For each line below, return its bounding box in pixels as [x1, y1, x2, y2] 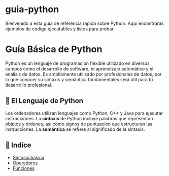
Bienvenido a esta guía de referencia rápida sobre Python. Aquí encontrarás [5, 20, 164, 26]
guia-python [5, 4, 59, 15]
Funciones [12, 165, 35, 171]
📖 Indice [5, 141, 31, 150]
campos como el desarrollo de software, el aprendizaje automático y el [5, 65, 154, 72]
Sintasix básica [12, 154, 45, 160]
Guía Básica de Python [5, 44, 103, 55]
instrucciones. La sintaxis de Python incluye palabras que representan [5, 115, 153, 121]
